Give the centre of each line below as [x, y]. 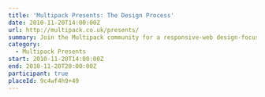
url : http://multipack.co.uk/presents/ [74, 30]
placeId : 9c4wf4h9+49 [44, 81]
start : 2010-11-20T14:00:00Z [56, 59]
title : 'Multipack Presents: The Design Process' [91, 15]
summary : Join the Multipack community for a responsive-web [111, 37]
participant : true [38, 74]
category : [24, 45]
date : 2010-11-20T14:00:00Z [54, 23]
